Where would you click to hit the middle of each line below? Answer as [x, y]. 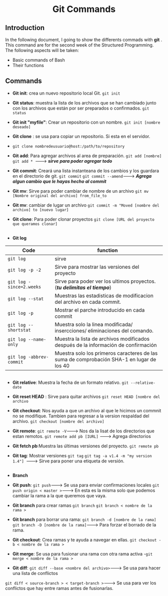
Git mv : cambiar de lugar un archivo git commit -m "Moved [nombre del [86, 205]
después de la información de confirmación [106, 345]
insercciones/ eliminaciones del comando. [104, 331]
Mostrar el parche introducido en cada [100, 310]
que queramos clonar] [35, 224]
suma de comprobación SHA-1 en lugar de [105, 360]
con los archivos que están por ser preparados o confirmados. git [81, 108]
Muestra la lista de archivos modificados [102, 339]
